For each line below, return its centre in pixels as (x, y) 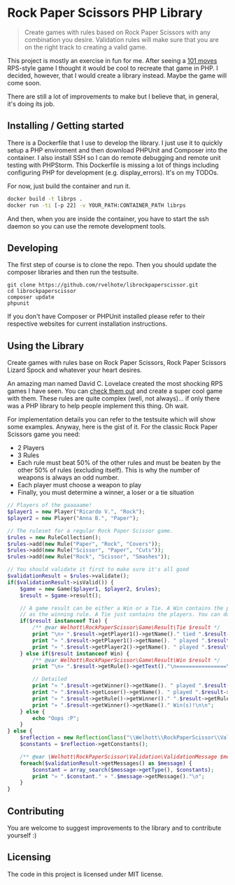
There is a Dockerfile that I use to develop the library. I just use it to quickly (115, 143)
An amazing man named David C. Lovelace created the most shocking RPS (115, 384)
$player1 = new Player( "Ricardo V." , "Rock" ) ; (76, 512)
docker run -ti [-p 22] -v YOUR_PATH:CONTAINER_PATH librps (97, 205)
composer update (31, 297)
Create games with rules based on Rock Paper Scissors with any (117, 32)
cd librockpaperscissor (42, 292)
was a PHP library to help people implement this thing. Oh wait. (98, 406)
